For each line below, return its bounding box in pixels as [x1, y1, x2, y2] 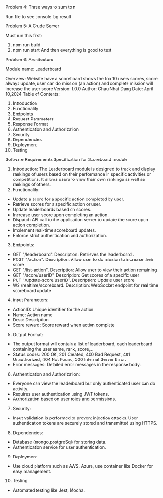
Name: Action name [12, 312, 53, 318]
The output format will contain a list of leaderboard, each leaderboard [12, 341, 153, 347]
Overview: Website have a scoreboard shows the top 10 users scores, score [5, 76, 158, 81]
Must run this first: [5, 33, 43, 38]
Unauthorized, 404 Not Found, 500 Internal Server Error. [12, 357, 126, 362]
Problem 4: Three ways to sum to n [5, 4, 76, 10]
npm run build [12, 42, 41, 48]
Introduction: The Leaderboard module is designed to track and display [12, 166, 155, 172]
